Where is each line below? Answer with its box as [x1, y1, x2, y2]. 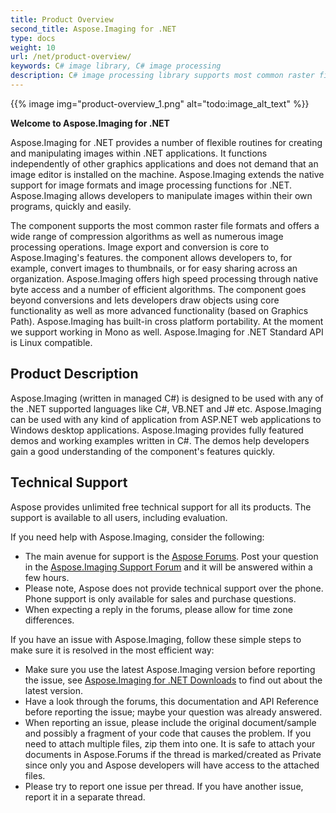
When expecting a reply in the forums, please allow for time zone [24, 603, 293, 615]
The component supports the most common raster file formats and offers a [10, 219, 320, 231]
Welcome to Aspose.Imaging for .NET [10, 117, 170, 129]
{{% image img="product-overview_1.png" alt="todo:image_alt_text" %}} [10, 97, 310, 110]
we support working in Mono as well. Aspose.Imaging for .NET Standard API [10, 326, 324, 338]
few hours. [24, 571, 70, 583]
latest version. [24, 684, 84, 696]
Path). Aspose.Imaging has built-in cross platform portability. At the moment [10, 315, 324, 327]
